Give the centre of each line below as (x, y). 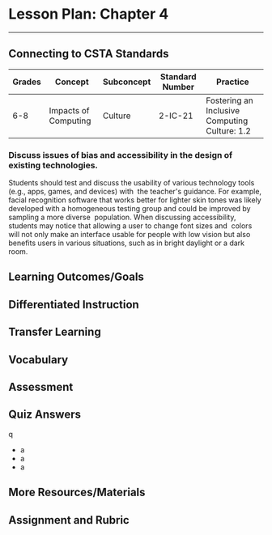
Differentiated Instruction (74, 304)
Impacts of (69, 110)
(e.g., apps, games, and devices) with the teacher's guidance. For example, (135, 192)
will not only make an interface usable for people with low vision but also (130, 235)
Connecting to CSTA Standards (89, 54)
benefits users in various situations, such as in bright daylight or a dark (127, 243)
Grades (27, 82)
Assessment (41, 387)
